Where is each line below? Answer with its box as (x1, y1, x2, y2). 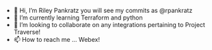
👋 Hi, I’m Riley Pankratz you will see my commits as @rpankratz (13, 7, 193, 14)
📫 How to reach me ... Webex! (13, 36, 101, 43)
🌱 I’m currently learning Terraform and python (13, 14, 143, 22)
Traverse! (13, 28, 41, 36)
